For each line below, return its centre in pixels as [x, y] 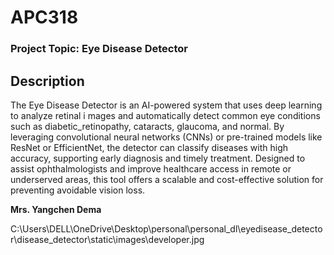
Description [47, 81]
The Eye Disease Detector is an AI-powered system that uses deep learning [166, 105]
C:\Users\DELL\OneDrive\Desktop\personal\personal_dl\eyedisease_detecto [166, 228]
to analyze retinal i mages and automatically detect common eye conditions [165, 115]
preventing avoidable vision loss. [78, 190]
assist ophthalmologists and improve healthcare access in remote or [151, 168]
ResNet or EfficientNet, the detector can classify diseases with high [149, 147]
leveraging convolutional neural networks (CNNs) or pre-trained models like [166, 137]
